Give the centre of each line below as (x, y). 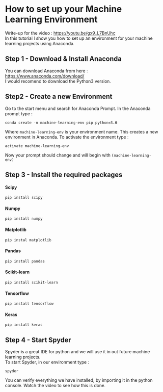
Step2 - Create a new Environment (59, 97)
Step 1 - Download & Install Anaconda (63, 59)
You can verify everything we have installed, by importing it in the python (79, 380)
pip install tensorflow (29, 304)
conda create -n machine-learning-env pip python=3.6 (61, 123)
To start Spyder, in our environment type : (47, 362)
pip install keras (24, 325)
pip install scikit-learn (31, 282)
